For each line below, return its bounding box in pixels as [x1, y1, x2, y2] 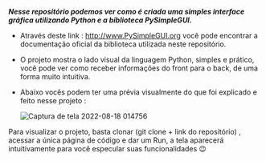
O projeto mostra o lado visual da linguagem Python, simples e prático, [19, 55, 255, 64]
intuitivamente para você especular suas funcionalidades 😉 [8, 144, 207, 153]
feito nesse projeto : [19, 96, 87, 105]
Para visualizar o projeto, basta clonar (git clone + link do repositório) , [8, 127, 241, 136]
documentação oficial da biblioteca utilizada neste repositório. [19, 39, 227, 49]
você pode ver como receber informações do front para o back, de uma [19, 63, 259, 73]
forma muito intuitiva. [19, 72, 91, 81]
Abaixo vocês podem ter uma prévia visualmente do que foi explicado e [19, 87, 257, 97]
